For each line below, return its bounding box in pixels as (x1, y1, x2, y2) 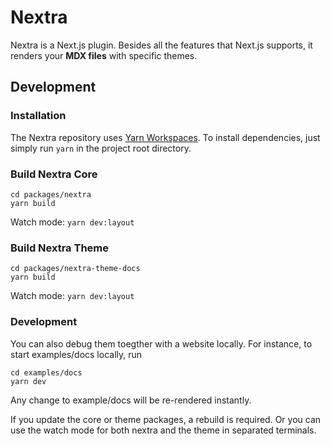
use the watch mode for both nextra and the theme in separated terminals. (10, 424, 317, 436)
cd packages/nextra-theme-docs (10, 264, 141, 274)
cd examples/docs (10, 367, 83, 378)
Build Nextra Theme (10, 241, 109, 255)
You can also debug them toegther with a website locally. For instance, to (10, 337, 313, 350)
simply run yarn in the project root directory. (10, 142, 192, 154)
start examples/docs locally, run (10, 348, 143, 360)
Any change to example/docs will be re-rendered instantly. (10, 394, 252, 406)
